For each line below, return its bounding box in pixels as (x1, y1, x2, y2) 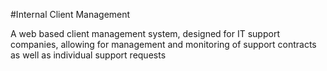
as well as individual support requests (10, 49, 167, 61)
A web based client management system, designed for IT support (10, 28, 280, 39)
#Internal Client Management (10, 9, 131, 20)
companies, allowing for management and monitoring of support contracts (10, 39, 317, 50)
